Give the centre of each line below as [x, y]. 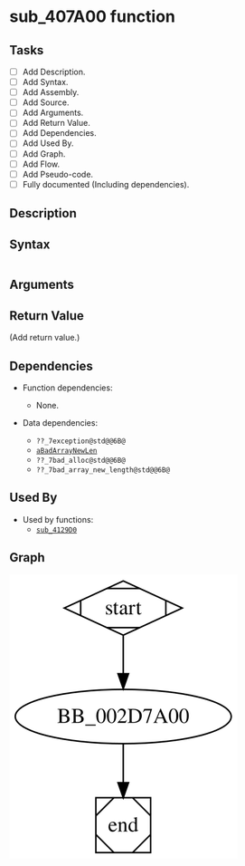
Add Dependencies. [59, 133]
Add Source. [46, 102]
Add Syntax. [45, 82]
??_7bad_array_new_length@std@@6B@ [103, 470]
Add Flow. [41, 164]
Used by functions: [58, 519]
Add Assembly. [51, 92]
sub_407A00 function [93, 17]
